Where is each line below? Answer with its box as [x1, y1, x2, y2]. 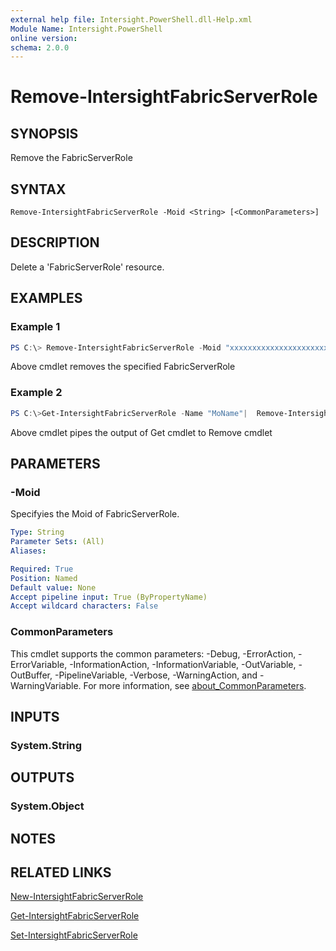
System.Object [10, 799, 85, 813]
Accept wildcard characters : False [10, 601, 159, 611]
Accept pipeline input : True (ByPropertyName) [10, 592, 208, 602]
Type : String [10, 527, 65, 538]
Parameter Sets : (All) [10, 537, 105, 547]
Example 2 [10, 386, 63, 400]
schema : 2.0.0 [10, 42, 70, 53]
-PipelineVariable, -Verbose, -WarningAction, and [54, 669, 258, 681]
